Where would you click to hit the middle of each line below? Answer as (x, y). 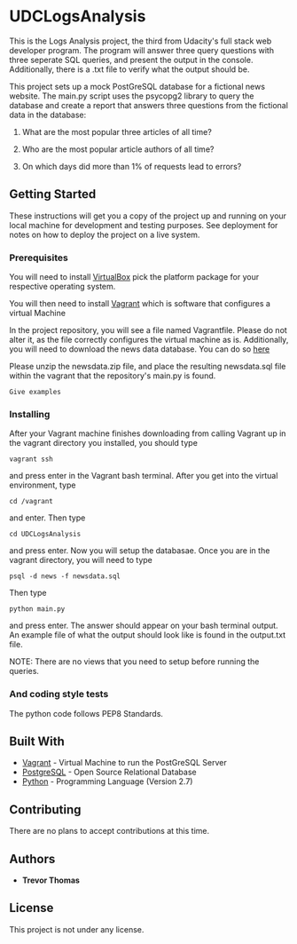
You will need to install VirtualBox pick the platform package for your (134, 277)
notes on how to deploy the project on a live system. (105, 234)
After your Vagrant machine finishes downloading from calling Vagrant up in (148, 433)
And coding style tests (59, 694)
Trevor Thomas (51, 880)
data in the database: (48, 115)
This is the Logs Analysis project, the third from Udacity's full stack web (141, 41)
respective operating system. (63, 287)
